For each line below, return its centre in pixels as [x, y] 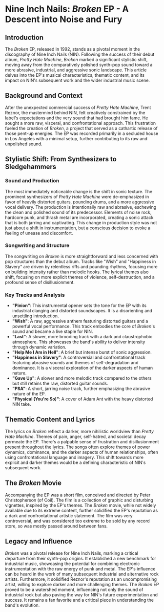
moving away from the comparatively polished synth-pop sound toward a [79, 65]
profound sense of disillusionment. [40, 282]
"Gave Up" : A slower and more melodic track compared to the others [82, 378]
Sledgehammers [31, 167]
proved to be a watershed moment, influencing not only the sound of [74, 590]
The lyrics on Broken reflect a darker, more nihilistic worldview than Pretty [79, 431]
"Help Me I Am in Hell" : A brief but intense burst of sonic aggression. [82, 352]
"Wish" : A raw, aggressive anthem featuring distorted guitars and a [80, 321]
